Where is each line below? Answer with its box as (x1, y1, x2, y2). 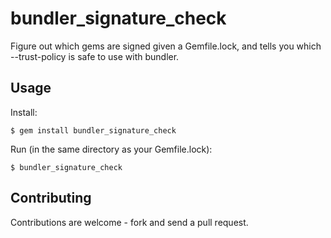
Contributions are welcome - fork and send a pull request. (10, 216, 249, 228)
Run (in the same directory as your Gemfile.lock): (10, 143, 213, 155)
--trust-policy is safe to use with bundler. (10, 50, 180, 62)
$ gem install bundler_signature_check (10, 125, 177, 136)
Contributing (10, 190, 92, 207)
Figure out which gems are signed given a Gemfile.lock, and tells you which (10, 40, 322, 52)
